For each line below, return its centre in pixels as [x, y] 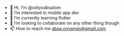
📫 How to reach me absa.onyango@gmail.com [58, 28]
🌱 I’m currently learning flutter [40, 18]
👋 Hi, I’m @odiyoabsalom [35, 8]
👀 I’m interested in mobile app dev [44, 13]
